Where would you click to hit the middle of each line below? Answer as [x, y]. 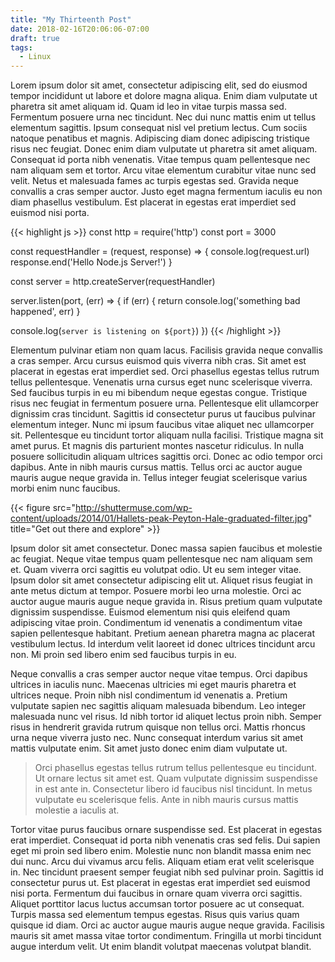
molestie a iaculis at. [77, 810]
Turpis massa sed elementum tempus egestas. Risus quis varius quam [155, 915]
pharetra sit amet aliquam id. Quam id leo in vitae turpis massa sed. [148, 107]
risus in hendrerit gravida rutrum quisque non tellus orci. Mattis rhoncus [158, 727]
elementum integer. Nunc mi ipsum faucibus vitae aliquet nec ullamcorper [162, 425]
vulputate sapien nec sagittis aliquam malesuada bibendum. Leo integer [158, 706]
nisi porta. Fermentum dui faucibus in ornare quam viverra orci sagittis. [156, 893]
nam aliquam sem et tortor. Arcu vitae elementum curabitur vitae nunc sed [163, 170]
